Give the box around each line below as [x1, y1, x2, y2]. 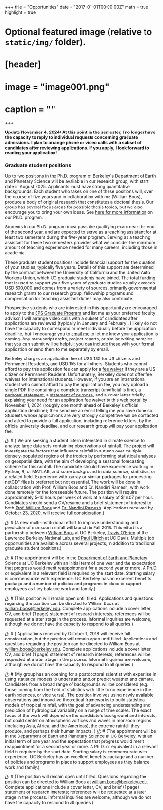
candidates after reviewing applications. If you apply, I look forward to [5, 145, 149, 151]
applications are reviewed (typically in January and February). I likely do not [5, 320, 157, 326]
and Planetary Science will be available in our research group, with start [5, 178, 149, 184]
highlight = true [5, 9, 36, 15]
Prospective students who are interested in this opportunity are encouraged [5, 304, 157, 311]
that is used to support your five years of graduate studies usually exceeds [5, 280, 155, 285]
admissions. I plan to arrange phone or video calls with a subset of [5, 139, 142, 145]
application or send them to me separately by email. [5, 346, 109, 352]
